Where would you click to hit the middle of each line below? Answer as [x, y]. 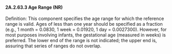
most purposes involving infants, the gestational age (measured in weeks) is [86, 35]
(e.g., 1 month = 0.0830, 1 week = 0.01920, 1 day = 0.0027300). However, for [86, 30]
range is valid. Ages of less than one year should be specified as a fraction [84, 24]
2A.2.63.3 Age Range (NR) [34, 7]
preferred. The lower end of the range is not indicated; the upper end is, [81, 41]
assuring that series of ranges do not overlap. [53, 46]
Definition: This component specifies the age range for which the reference [85, 19]
